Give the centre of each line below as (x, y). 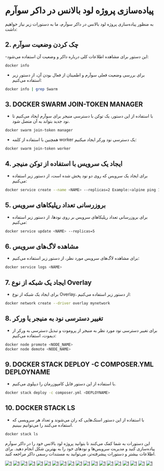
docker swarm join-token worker (38, 149)
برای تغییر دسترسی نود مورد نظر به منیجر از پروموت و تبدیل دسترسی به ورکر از (85, 330)
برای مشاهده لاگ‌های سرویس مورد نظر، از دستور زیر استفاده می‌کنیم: (76, 258)
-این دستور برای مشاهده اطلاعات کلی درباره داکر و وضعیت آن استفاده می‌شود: (77, 56)
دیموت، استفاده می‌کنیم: (34, 335)
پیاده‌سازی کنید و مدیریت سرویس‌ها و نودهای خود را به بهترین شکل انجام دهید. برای (80, 448)
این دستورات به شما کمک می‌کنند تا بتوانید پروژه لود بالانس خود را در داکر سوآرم (78, 443)
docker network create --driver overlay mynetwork (58, 303)
